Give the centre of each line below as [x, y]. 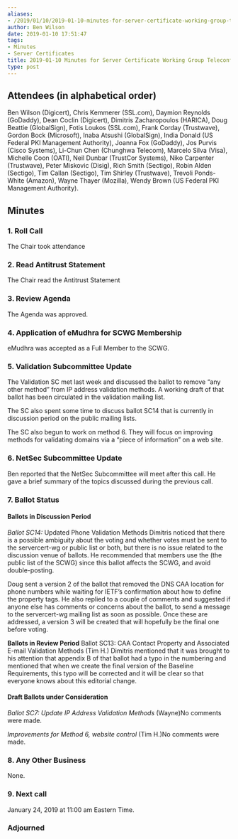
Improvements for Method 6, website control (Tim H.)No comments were [113, 734]
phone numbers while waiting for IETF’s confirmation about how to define [114, 592]
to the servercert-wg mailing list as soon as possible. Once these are [108, 614]
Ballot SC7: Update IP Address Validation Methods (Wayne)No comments [114, 712]
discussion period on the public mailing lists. [72, 418]
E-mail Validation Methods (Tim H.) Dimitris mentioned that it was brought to [119, 651]
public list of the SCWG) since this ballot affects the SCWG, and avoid [109, 562]
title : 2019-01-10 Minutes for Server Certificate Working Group [106, 60]
